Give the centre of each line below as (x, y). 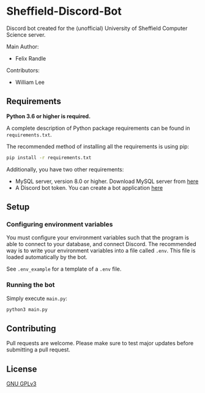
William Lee (30, 82)
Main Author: (23, 47)
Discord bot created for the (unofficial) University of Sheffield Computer (97, 28)
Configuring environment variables (60, 224)
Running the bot (31, 285)
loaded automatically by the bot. (47, 257)
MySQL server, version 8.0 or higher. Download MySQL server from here (107, 181)
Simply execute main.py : (37, 298)
